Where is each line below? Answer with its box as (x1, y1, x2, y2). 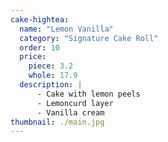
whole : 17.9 (28, 71, 78, 81)
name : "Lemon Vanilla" (19, 24, 114, 34)
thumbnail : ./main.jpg (10, 117, 105, 127)
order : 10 (19, 42, 60, 53)
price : (19, 52, 47, 62)
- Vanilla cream (36, 107, 105, 118)
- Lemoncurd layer (36, 98, 114, 108)
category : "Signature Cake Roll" (19, 33, 159, 43)
